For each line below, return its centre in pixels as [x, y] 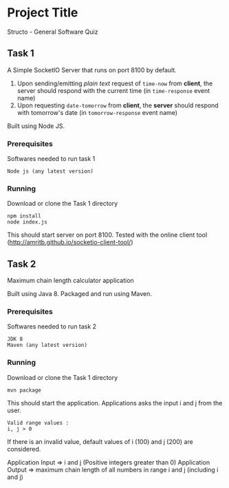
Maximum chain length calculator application [70, 281]
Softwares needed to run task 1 [51, 159]
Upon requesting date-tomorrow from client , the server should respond [118, 105]
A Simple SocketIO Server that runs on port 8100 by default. [92, 70]
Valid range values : [38, 423]
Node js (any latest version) [51, 171]
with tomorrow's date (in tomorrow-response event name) [97, 112]
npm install [24, 216]
